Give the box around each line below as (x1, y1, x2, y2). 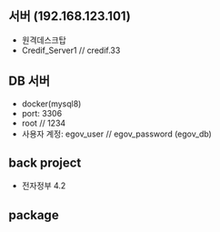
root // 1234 (21, 117, 66, 128)
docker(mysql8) (21, 98, 82, 109)
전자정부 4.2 (21, 180, 66, 191)
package (8, 207, 60, 223)
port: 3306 (21, 107, 63, 118)
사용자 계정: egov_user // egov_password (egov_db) (21, 128, 213, 139)
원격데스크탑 (21, 35, 67, 45)
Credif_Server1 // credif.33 (21, 45, 121, 55)
